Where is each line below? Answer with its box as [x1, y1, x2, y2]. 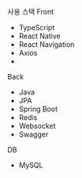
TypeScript [18, 23, 55, 32]
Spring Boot [18, 104, 58, 114]
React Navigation [18, 40, 75, 49]
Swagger [18, 130, 49, 139]
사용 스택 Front [7, 7, 54, 16]
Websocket [18, 122, 56, 130]
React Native [18, 31, 61, 41]
